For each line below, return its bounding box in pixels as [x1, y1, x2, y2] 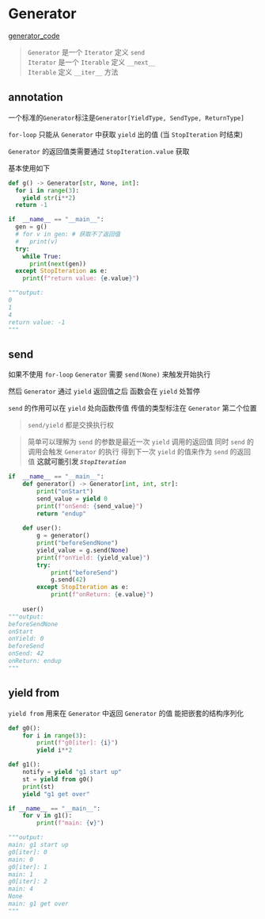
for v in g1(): [22, 812, 73, 820]
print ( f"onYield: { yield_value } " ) [36, 553, 150, 561]
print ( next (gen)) [28, 259, 87, 268]
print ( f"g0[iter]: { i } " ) [36, 739, 119, 747]
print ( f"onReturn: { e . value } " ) [50, 591, 154, 599]
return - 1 [15, 201, 47, 209]
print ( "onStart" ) [36, 487, 93, 496]
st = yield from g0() [22, 775, 93, 783]
